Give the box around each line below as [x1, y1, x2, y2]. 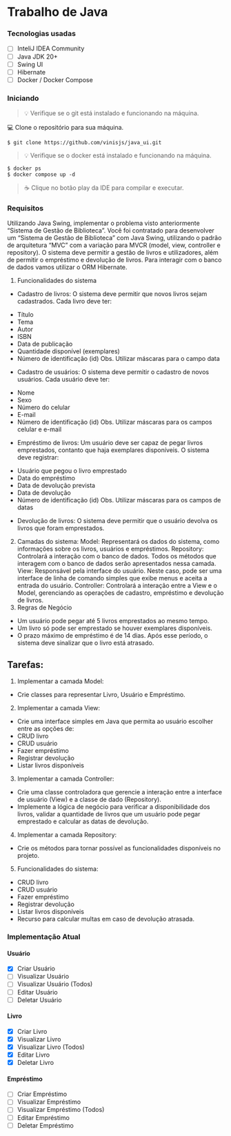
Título [17, 311, 34, 319]
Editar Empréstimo [17, 1113, 70, 1122]
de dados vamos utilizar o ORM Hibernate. [7, 263, 128, 271]
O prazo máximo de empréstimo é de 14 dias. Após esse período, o [17, 631, 208, 640]
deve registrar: [17, 453, 59, 462]
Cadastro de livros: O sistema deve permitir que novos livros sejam [17, 290, 208, 298]
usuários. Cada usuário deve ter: [17, 375, 110, 384]
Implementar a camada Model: [17, 677, 104, 685]
